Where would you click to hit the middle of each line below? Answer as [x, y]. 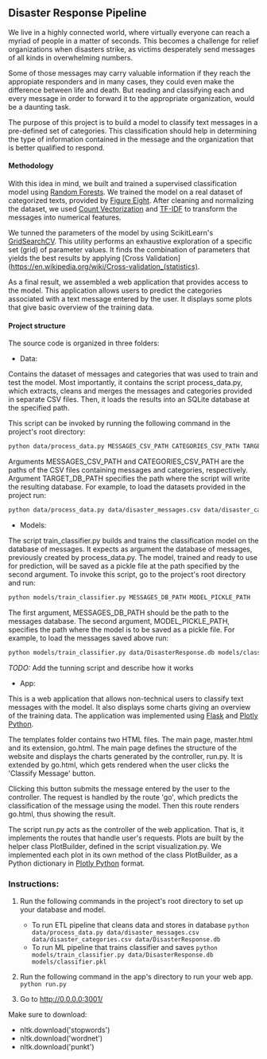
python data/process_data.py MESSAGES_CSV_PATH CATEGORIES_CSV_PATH [124, 446]
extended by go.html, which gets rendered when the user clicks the [119, 765]
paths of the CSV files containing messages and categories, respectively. [128, 470]
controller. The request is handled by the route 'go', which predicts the [123, 797]
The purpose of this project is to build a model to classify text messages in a [133, 122]
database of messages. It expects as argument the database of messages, [130, 549]
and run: [22, 582]
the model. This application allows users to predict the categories [115, 290]
